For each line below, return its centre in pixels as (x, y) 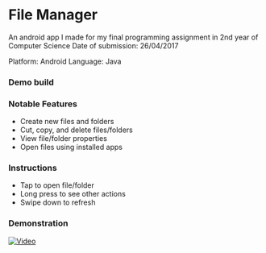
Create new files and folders (67, 122)
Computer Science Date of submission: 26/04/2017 (94, 45)
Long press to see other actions (73, 194)
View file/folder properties (63, 139)
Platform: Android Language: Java (65, 61)
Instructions (33, 168)
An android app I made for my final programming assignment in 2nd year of (133, 37)
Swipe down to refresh (58, 202)
